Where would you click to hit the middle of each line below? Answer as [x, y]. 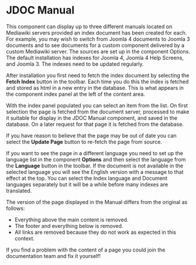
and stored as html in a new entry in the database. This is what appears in [95, 88]
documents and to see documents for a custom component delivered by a [95, 45]
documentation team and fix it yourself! [54, 256]
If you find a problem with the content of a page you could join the [86, 250]
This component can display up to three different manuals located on [89, 26]
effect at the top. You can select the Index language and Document [87, 178]
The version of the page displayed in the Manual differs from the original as [97, 202]
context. [25, 238]
